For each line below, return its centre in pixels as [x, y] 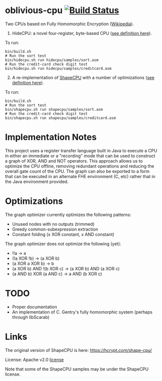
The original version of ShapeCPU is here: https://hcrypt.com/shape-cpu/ [78, 350]
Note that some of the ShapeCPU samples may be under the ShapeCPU [77, 369]
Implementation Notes [51, 137]
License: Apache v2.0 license [34, 360]
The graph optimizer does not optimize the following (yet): [63, 244]
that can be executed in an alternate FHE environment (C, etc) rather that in [80, 176]
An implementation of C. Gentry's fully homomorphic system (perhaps [82, 312]
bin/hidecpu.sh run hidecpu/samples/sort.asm [52, 60]
